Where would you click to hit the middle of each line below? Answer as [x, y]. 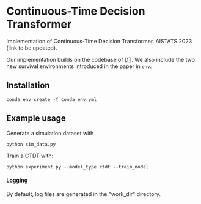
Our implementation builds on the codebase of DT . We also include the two [101, 59]
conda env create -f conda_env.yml [52, 99]
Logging [17, 180]
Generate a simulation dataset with [50, 133]
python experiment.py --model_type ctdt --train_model [78, 167]
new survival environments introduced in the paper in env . [79, 66]
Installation [28, 85]
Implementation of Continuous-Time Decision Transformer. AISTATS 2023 [99, 41]
